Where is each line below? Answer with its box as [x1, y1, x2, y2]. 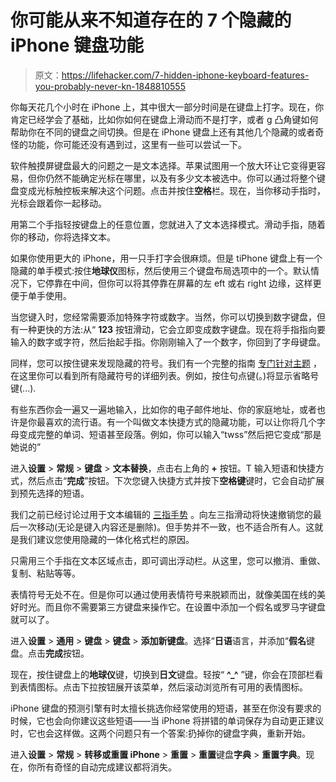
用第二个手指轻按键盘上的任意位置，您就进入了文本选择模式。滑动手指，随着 [10, 218, 326, 230]
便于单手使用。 [10, 289, 72, 301]
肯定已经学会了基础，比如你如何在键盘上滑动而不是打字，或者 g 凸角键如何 [10, 113, 319, 125]
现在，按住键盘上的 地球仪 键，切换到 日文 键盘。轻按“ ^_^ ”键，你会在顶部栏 [10, 668, 315, 680]
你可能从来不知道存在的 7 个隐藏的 [10, 9, 292, 32]
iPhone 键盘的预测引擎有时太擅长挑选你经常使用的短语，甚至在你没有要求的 [10, 702, 322, 714]
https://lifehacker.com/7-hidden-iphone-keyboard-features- [61, 69, 310, 81]
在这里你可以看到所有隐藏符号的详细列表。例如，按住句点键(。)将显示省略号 [10, 369, 320, 381]
